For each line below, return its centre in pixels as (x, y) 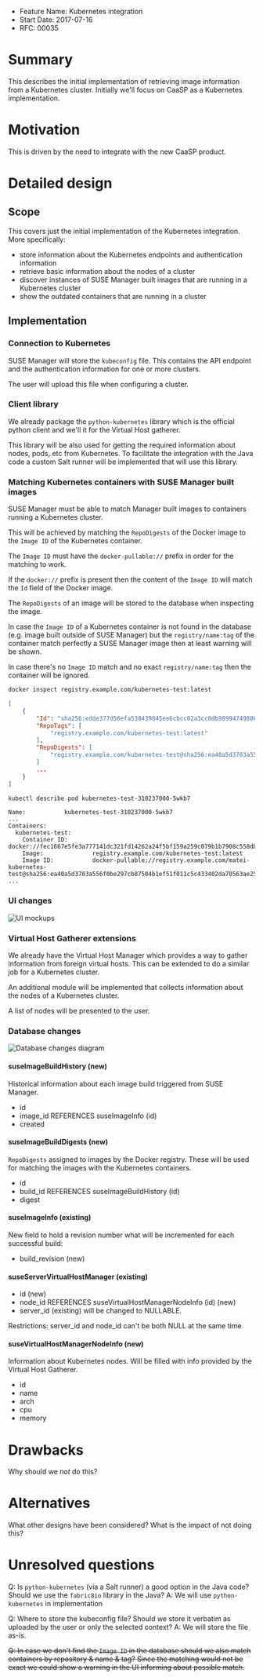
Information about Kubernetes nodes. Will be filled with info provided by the (130, 1361)
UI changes (30, 900)
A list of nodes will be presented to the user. (79, 1011)
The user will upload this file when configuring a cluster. (99, 384)
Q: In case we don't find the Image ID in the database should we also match (130, 1651)
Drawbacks (46, 1450)
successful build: (36, 1243)
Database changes (45, 1031)
